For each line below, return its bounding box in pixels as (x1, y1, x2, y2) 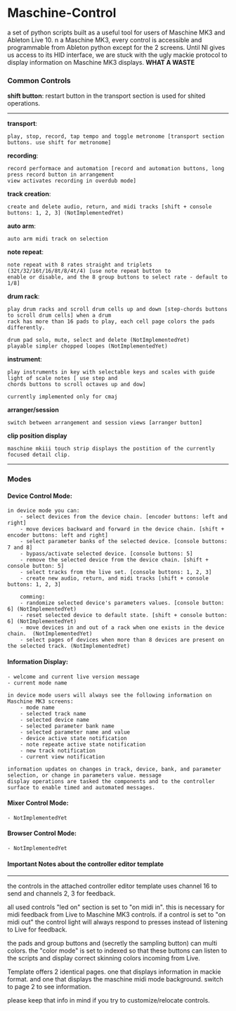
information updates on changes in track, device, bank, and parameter (7, 765, 221, 772)
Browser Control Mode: (7, 829, 77, 838)
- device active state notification (20, 735, 128, 742)
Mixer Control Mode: (7, 799, 69, 807)
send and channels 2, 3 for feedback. (7, 889, 116, 898)
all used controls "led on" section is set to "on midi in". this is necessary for (7, 903, 225, 912)
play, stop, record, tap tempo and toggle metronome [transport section (7, 133, 225, 140)
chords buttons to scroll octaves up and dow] (7, 381, 146, 388)
